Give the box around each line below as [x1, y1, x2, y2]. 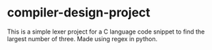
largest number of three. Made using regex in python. [7, 34, 158, 42]
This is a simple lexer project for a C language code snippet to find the [7, 27, 205, 36]
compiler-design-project [7, 5, 150, 21]
